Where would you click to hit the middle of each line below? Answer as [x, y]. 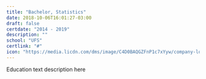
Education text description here [46, 69]
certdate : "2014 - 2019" [38, 29]
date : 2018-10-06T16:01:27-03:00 [49, 18]
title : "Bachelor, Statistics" [46, 12]
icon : [13, 52]
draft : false [23, 23]
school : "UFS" [25, 40]
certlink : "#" [25, 47]
